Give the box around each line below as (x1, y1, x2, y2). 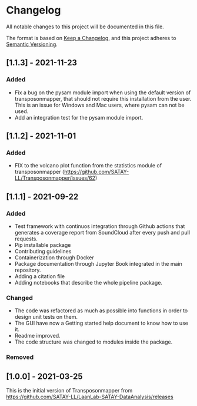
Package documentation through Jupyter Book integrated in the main (14, 260, 182, 267)
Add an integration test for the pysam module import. (14, 114, 143, 121)
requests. (14, 235, 38, 242)
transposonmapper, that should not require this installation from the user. (14, 95, 192, 102)
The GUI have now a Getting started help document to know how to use (14, 319, 188, 327)
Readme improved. (14, 332, 61, 339)
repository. (14, 266, 41, 273)
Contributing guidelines (14, 248, 72, 255)
